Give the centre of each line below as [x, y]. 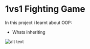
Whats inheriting [29, 32]
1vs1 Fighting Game [45, 9]
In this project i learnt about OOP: [39, 23]
